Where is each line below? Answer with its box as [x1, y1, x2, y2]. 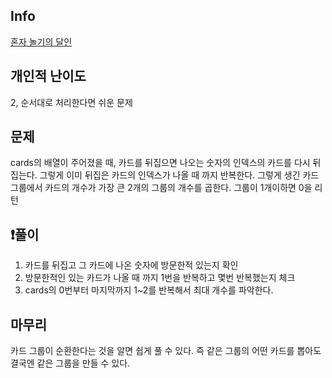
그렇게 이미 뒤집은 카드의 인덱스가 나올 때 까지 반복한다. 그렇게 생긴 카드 [39, 169, 320, 181]
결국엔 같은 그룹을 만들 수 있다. [10, 357, 131, 369]
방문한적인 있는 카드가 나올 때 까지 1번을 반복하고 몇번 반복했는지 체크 [24, 272, 296, 284]
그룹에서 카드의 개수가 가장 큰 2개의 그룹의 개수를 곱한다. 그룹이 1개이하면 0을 [10, 182, 313, 194]
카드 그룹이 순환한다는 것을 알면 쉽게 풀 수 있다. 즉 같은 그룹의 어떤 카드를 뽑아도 [10, 345, 322, 357]
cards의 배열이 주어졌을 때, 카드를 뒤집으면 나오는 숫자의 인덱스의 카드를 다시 [10, 157, 311, 169]
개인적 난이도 [10, 68, 87, 85]
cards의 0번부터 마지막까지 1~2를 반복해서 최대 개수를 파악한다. [24, 284, 274, 296]
